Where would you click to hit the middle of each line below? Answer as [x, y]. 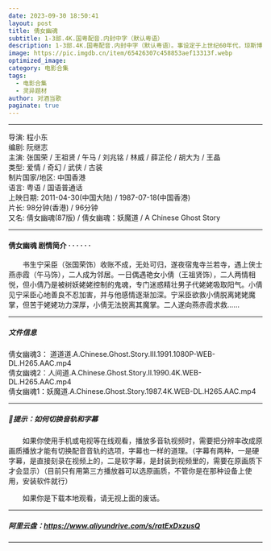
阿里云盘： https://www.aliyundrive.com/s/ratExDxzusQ [104, 525]
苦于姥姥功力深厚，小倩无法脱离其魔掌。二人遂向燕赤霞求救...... [135, 305]
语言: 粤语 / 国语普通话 [46, 188]
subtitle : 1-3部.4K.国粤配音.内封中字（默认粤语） [86, 38]
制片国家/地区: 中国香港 [47, 177]
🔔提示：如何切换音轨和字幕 [53, 419]
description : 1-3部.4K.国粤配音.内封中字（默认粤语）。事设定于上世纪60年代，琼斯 [132, 46]
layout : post [30, 23]
